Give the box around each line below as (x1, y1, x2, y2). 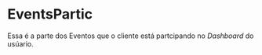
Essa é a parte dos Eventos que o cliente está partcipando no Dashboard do (7, 31, 254, 40)
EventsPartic (7, 5, 93, 23)
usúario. (7, 39, 35, 48)
